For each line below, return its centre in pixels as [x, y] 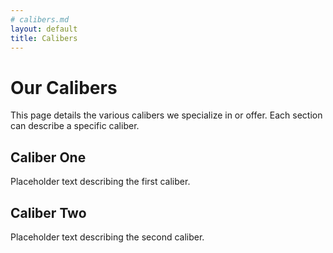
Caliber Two [48, 212]
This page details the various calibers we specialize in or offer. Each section [166, 115]
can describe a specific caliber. [75, 126]
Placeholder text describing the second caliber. [107, 237]
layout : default [44, 29]
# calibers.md [40, 19]
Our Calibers [64, 87]
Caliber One [48, 157]
